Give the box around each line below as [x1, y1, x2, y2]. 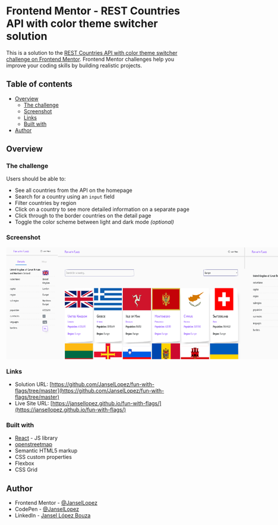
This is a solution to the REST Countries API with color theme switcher [6, 49, 178, 56]
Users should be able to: [6, 175, 67, 182]
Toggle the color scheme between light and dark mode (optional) [14, 219, 174, 226]
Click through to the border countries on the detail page [14, 212, 151, 219]
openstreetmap [14, 441, 52, 448]
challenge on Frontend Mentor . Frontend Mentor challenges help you [6, 55, 174, 63]
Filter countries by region [14, 200, 77, 207]
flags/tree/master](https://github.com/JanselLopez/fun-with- [14, 387, 165, 394]
